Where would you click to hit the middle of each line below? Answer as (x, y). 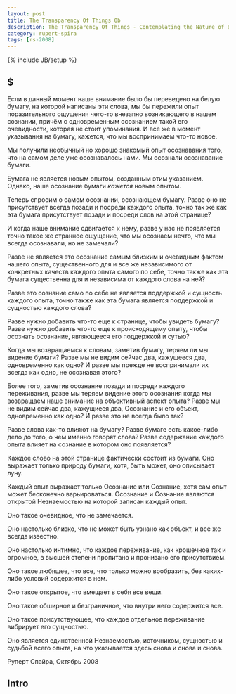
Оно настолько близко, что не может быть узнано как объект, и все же (114, 529)
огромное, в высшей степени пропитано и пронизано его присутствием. (117, 557)
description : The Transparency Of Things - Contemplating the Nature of (116, 27)
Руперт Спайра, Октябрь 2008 (53, 661)
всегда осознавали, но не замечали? (63, 243)
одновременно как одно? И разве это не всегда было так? (96, 416)
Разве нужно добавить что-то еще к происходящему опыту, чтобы (107, 328)
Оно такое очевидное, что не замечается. (70, 515)
